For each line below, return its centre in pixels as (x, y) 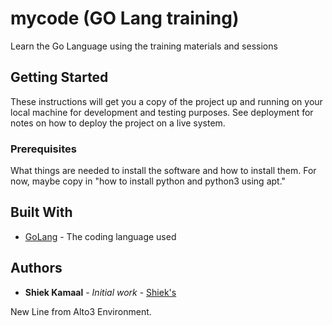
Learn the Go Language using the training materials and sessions (144, 46)
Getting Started (59, 77)
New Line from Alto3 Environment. (81, 311)
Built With (41, 212)
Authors (36, 268)
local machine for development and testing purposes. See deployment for (162, 112)
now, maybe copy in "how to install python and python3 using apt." (148, 181)
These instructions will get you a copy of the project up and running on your (166, 101)
